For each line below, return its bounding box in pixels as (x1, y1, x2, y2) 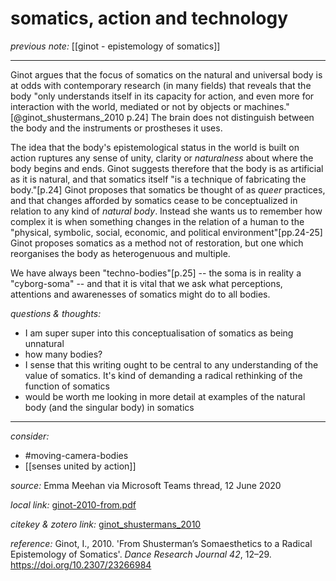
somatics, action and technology (10, 7, 289, 30)
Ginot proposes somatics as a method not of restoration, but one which (10, 237, 304, 249)
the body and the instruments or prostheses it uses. (10, 122, 223, 134)
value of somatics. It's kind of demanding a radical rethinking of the (24, 369, 303, 381)
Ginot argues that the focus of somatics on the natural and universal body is (10, 68, 323, 81)
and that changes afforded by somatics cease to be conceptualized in (10, 194, 298, 206)
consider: (10, 430, 50, 442)
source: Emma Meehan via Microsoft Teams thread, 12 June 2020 (10, 479, 282, 491)
